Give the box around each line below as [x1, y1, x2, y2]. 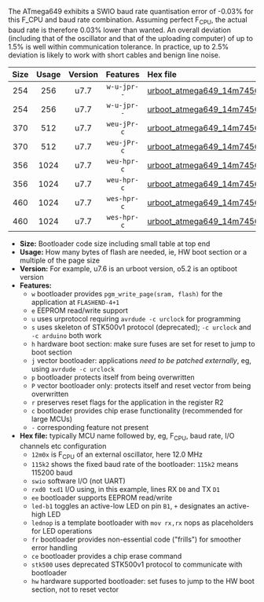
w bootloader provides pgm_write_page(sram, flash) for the [31, 288, 223, 298]
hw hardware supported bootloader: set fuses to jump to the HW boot [31, 577, 255, 586]
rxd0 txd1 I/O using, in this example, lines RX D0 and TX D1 [31, 485, 220, 494]
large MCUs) [31, 414, 73, 424]
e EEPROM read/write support [31, 306, 128, 315]
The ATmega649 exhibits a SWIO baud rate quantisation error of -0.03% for [8, 7, 254, 16]
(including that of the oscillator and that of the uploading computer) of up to [8, 33, 254, 42]
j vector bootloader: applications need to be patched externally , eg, [31, 355, 251, 365]
